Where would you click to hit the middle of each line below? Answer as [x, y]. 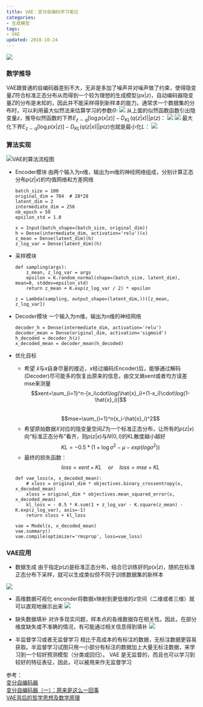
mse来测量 [37, 384]
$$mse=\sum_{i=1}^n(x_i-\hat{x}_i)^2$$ [111, 419]
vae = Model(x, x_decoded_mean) [56, 526]
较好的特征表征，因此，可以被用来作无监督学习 [73, 662]
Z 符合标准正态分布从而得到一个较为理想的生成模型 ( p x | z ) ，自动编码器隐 [100, 95]
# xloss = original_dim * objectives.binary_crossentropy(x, [105, 483]
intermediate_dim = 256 [45, 207]
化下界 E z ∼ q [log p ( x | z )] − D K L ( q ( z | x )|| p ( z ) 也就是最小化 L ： [78, 128]
